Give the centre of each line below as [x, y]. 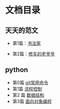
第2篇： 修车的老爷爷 [33, 54]
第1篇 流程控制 [27, 88]
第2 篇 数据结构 [28, 95]
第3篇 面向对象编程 [32, 101]
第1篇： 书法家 [26, 43]
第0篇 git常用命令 [30, 82]
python [17, 70]
